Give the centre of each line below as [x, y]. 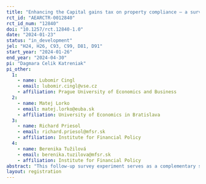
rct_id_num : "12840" [33, 23]
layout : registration [34, 172]
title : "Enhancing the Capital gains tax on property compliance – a [97, 12]
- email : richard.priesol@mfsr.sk [61, 132]
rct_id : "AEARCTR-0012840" [41, 18]
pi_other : [19, 69]
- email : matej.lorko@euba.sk [56, 109]
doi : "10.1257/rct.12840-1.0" [45, 29]
